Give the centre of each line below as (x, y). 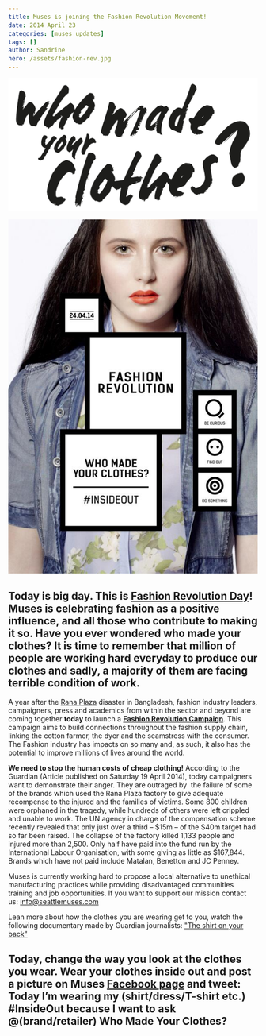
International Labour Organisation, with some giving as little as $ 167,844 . (127, 852)
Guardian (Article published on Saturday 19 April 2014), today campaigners (130, 777)
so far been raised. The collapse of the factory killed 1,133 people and (122, 836)
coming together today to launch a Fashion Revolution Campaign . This (125, 719)
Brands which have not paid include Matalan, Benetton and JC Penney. (124, 861)
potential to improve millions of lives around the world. (97, 753)
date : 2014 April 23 (42, 25)
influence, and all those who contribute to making (133, 621)
